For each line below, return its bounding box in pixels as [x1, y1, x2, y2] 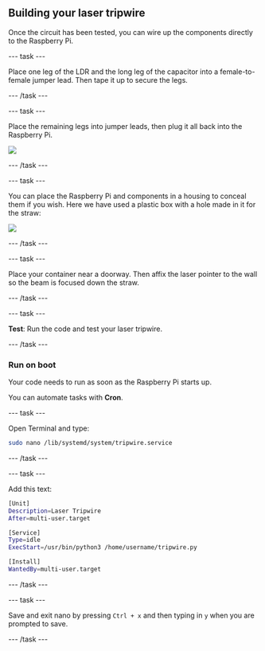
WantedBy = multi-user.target [8, 565, 102, 574]
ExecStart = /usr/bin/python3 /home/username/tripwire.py [8, 544, 197, 552]
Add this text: [8, 484, 53, 493]
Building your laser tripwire [8, 6, 146, 20]
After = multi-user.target [8, 514, 91, 522]
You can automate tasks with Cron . [8, 393, 123, 403]
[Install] [8, 558, 41, 566]
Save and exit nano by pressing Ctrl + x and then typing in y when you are [8, 610, 255, 620]
